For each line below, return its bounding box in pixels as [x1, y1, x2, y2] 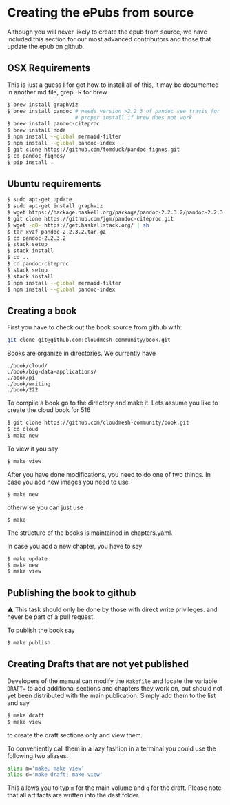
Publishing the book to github [7, 587, 136, 599]
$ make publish [7, 640, 51, 646]
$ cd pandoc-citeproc [7, 261, 70, 267]
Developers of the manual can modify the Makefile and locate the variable [7, 677, 218, 685]
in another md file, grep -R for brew [7, 88, 108, 96]
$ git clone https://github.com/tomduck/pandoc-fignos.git [7, 146, 180, 153]
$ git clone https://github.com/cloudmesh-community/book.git [7, 419, 189, 427]
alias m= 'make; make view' [7, 765, 85, 772]
